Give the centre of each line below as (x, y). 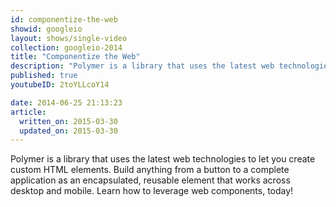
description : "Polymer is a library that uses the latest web (142, 66)
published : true (44, 76)
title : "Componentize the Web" (75, 57)
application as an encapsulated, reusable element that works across (150, 180)
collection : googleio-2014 (66, 47)
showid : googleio (46, 29)
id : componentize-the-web (64, 19)
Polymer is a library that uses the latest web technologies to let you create (163, 159)
